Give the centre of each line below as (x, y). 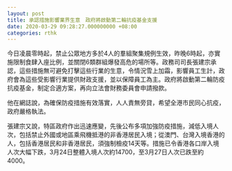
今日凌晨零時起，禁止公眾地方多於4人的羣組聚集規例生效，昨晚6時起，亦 (111, 53)
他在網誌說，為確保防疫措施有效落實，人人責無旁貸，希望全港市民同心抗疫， (116, 103)
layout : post (26, 13)
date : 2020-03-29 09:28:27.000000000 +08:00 (72, 26)
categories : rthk (32, 33)
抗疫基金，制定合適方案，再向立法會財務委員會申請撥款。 (89, 88)
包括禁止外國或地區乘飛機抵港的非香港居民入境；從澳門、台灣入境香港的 (122, 135)
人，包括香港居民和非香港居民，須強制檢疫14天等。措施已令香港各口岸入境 (113, 143)
